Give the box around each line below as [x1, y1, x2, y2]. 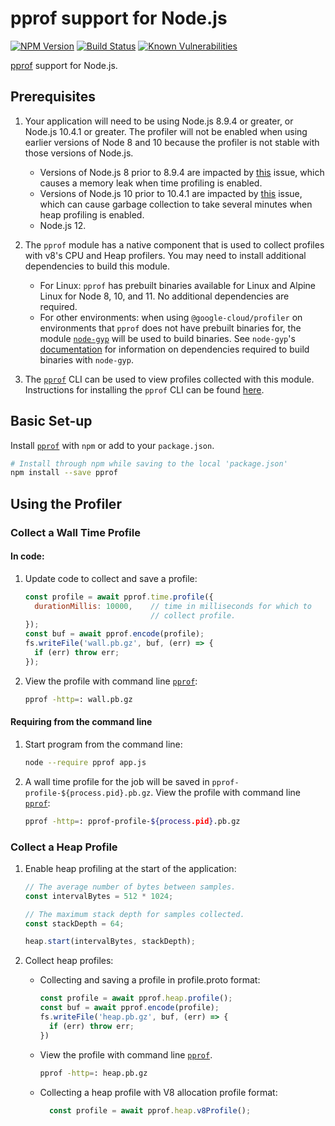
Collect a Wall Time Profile [10, 525, 141, 539]
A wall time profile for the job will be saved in [24, 775, 210, 787]
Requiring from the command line [10, 716, 153, 728]
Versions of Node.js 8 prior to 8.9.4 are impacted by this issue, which [39, 166, 325, 178]
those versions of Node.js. [24, 147, 134, 159]
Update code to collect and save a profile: [24, 572, 198, 584]
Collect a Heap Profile [10, 840, 118, 854]
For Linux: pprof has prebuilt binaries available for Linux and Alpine [39, 279, 317, 291]
